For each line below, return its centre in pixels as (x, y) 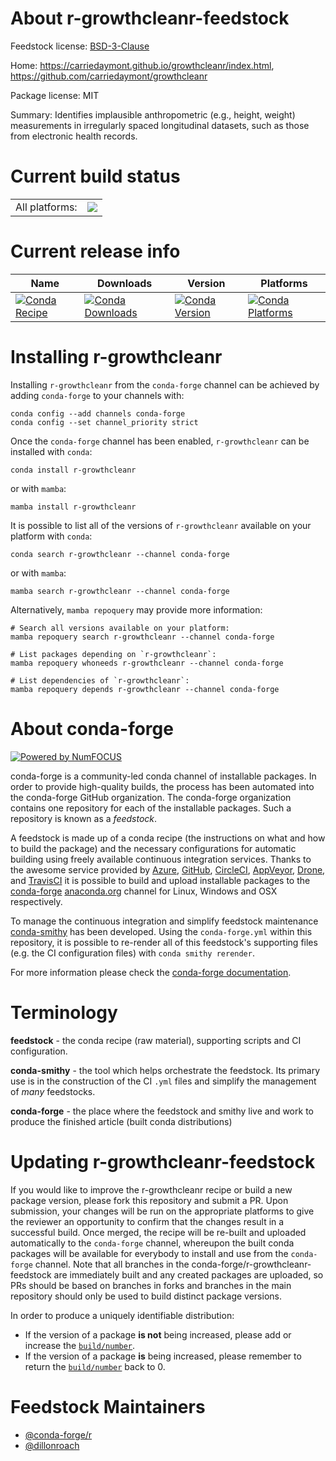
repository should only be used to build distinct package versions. (146, 1296)
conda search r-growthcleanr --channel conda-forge (120, 554)
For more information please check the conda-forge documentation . (151, 972)
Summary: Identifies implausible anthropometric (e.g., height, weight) (153, 114)
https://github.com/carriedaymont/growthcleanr (109, 76)
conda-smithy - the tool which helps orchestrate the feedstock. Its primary (165, 1070)
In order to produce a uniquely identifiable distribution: (122, 1315)
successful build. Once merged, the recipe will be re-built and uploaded (158, 1232)
